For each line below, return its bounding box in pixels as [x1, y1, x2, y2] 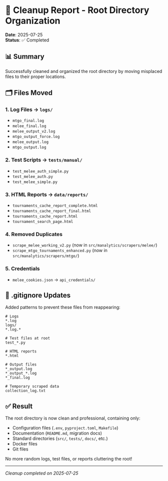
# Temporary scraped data [5, 384, 59, 389]
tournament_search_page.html [12, 219, 73, 224]
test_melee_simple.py [12, 179, 57, 184]
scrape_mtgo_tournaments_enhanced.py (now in [12, 247, 107, 253]
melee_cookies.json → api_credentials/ [12, 276, 96, 282]
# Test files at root [5, 336, 50, 341]
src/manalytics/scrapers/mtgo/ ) [12, 252, 79, 259]
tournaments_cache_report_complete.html [12, 203, 98, 208]
